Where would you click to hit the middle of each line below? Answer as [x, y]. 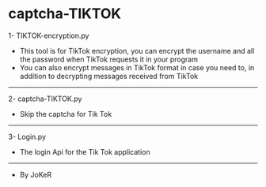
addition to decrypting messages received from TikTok [109, 76]
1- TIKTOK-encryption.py [49, 36]
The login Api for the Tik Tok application [85, 151]
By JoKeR [36, 174]
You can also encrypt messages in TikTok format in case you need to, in [137, 67]
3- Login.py [27, 137]
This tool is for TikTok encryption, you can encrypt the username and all [137, 50]
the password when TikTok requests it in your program [108, 59]
